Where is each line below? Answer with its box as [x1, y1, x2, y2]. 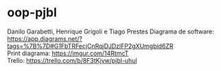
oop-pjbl [7, 5, 57, 20]
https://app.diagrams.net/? [7, 34, 83, 42]
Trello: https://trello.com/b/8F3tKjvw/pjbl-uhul [7, 56, 137, 64]
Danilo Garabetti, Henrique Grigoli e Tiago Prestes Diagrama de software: [7, 27, 214, 35]
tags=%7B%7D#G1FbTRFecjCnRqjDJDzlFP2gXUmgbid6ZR [7, 42, 174, 50]
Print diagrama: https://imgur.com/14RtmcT [7, 49, 129, 57]
